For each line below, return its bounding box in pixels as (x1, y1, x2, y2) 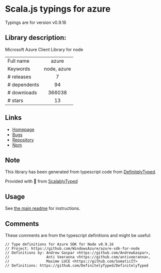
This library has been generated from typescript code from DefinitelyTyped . (5, 169, 157, 175)
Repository (12, 137, 34, 143)
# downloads (7, 89, 37, 96)
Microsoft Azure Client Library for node (5, 46, 83, 52)
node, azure (44, 65, 71, 72)
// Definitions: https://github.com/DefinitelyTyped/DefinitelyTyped (5, 263, 149, 268)
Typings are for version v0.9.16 (5, 19, 66, 25)
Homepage (12, 127, 35, 132)
